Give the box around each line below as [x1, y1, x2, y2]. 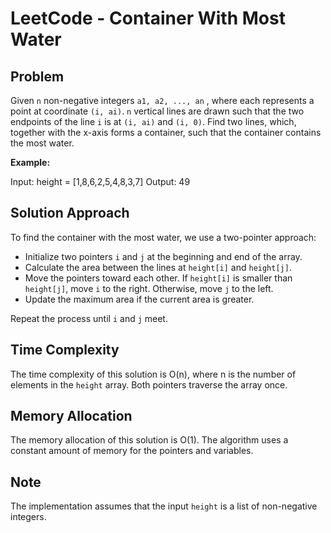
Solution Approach [10, 205, 130, 222]
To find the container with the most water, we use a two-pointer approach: [10, 231, 317, 243]
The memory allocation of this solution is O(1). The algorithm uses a [10, 434, 289, 446]
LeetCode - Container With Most [10, 7, 286, 30]
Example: [10, 157, 51, 168]
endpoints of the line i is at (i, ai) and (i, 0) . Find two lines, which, [10, 116, 297, 127]
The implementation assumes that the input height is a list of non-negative [10, 500, 318, 512]
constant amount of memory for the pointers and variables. [10, 445, 254, 457]
